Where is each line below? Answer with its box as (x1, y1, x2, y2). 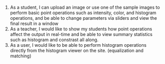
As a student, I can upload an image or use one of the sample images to (10, 5, 160, 10)
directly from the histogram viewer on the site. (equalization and (10, 48, 144, 53)
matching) (10, 53, 31, 59)
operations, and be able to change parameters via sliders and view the (10, 15, 157, 21)
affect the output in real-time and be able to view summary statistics (10, 31, 153, 37)
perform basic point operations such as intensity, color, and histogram (10, 10, 157, 16)
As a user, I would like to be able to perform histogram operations (10, 42, 147, 48)
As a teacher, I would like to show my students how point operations (10, 26, 152, 32)
